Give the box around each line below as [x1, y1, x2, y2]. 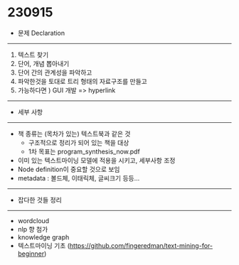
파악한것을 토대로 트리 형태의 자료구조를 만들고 [17, 77, 147, 85]
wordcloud [17, 216, 50, 225]
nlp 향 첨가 [17, 225, 48, 233]
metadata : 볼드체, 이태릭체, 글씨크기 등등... [17, 173, 140, 182]
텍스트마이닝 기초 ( [17, 241, 70, 249]
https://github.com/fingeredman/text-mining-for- [69, 241, 213, 249]
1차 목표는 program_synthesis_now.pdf [28, 147, 140, 156]
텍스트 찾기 [17, 50, 49, 59]
